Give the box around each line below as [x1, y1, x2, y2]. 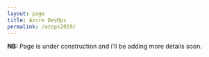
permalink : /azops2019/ [7, 23, 76, 30]
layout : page [7, 10, 45, 17]
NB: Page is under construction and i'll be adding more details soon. [7, 42, 203, 51]
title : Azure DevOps [7, 17, 67, 24]
